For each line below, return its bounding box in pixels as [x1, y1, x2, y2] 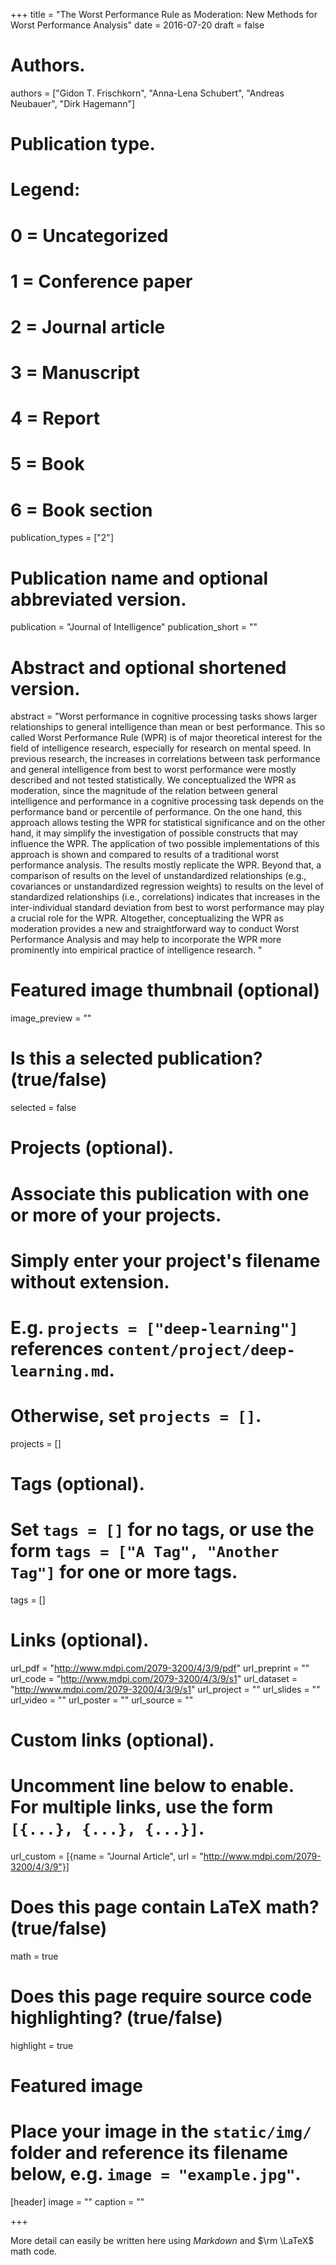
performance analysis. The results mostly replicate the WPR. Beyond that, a [10, 859, 322, 871]
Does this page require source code [10, 1985, 313, 2008]
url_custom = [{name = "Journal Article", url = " [10, 1850, 204, 1862]
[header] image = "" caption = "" [10, 2196, 145, 2208]
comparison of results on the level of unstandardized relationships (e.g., [10, 870, 307, 882]
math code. [10, 2245, 58, 2257]
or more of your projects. [10, 1204, 222, 1226]
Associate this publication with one [10, 1182, 310, 1205]
